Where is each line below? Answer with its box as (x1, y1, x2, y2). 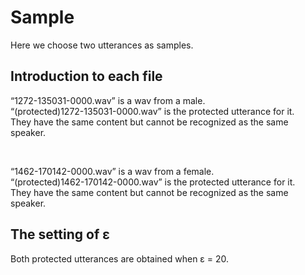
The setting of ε (10, 226, 110, 243)
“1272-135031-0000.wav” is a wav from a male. (10, 94, 206, 106)
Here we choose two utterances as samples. (10, 39, 194, 51)
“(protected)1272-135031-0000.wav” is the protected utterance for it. (10, 105, 295, 117)
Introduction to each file (10, 68, 163, 85)
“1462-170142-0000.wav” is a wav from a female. (10, 165, 215, 177)
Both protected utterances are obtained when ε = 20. (10, 252, 230, 265)
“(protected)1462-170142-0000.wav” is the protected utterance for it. (10, 176, 296, 188)
